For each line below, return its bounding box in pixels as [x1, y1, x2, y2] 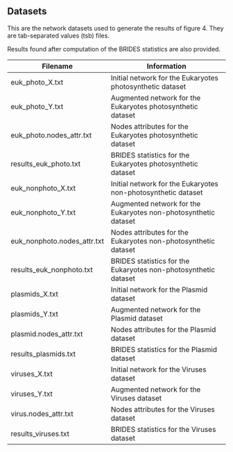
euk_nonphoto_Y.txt [10, 208, 76, 217]
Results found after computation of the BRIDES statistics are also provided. [7, 44, 221, 53]
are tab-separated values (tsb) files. [7, 31, 110, 40]
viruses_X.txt [10, 369, 53, 378]
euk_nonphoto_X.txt [10, 183, 76, 193]
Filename [41, 61, 73, 71]
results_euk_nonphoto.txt [10, 265, 94, 274]
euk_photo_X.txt [10, 77, 64, 87]
